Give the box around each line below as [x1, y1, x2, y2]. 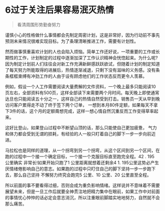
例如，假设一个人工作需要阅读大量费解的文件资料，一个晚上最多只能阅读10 [5, 83, 156, 89]
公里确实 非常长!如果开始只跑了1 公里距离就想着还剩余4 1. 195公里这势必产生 [5, 159, 159, 165]
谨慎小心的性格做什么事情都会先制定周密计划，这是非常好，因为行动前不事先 [5, 32, 160, 38]
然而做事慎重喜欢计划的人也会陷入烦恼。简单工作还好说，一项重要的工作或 [5, 49, 156, 54]
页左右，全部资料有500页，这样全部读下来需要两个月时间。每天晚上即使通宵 [5, 89, 160, 96]
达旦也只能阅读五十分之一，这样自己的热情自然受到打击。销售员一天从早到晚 [5, 96, 160, 102]
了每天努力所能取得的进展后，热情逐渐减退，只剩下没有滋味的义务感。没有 [5, 67, 156, 73]
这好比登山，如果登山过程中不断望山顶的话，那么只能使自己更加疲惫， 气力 [5, 125, 157, 131]
